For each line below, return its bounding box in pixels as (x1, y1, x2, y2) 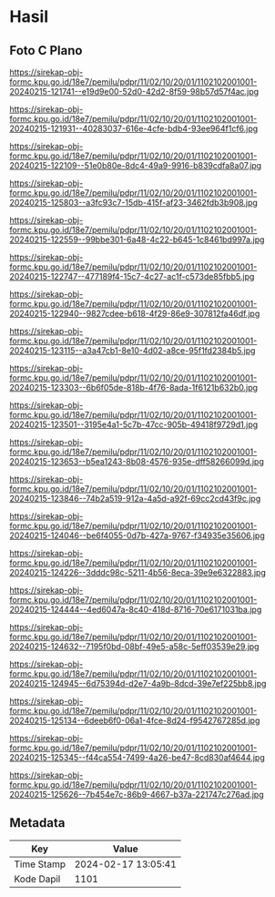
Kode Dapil (14, 872, 61, 885)
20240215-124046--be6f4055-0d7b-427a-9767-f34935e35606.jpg (9, 530, 266, 541)
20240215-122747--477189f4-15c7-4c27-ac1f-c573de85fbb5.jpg (9, 271, 255, 281)
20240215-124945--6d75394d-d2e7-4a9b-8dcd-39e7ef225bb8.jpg (9, 678, 267, 688)
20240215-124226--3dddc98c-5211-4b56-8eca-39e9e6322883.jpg (9, 567, 267, 577)
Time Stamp (14, 858, 66, 871)
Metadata (9, 815, 66, 831)
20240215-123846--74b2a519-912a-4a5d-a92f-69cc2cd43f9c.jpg (9, 494, 261, 504)
